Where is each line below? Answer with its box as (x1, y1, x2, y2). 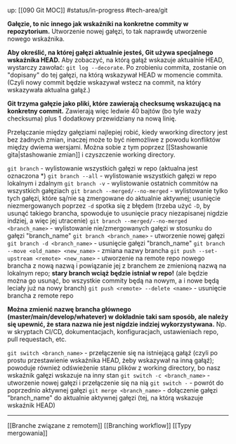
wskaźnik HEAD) (7, 401, 56, 409)
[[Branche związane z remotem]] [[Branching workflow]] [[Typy (7, 421, 192, 429)
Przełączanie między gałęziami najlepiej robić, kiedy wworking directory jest (7, 128, 228, 136)
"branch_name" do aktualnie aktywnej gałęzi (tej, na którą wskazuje (7, 394, 204, 402)
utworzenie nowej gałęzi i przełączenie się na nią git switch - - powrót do (7, 378, 224, 387)
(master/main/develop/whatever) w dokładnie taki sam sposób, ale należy (7, 313, 228, 321)
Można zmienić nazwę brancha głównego (7, 305, 131, 313)
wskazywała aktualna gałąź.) (7, 86, 91, 94)
